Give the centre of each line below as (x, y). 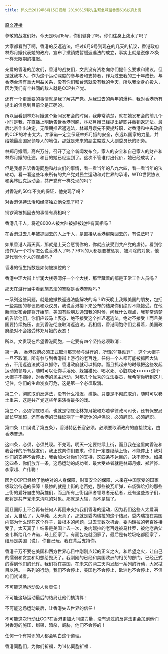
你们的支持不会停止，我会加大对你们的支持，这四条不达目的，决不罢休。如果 (84, 457)
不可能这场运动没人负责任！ (34, 587)
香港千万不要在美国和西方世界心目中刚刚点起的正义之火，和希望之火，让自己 (84, 551)
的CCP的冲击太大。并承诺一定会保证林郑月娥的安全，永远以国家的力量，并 (82, 134)
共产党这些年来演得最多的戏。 (62, 400)
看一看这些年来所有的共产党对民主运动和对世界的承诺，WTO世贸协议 (89, 174)
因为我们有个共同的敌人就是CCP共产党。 (47, 88)
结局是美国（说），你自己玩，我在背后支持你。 (52, 540)
